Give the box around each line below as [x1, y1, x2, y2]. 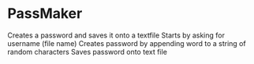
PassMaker [7, 5, 83, 23]
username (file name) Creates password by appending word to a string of [7, 38, 246, 48]
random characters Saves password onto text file [7, 47, 167, 56]
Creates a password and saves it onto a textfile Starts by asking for [7, 30, 226, 40]
